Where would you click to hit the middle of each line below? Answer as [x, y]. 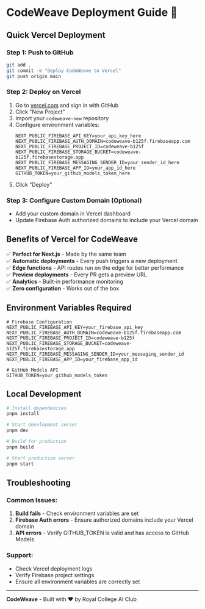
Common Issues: [32, 500]
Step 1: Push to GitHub [40, 52]
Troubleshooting [39, 482]
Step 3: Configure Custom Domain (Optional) [74, 200]
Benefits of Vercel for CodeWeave [72, 240]
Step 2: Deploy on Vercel [44, 92]
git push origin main [34, 76]
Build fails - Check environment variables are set [77, 514]
